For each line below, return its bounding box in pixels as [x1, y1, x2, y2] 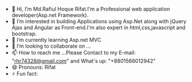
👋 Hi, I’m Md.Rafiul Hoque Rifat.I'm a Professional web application [11, 6, 170, 12]
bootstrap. [11, 30, 37, 37]
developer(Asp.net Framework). [11, 12, 89, 19]
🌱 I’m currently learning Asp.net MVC [11, 37, 101, 43]
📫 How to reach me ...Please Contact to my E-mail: [11, 49, 136, 56]
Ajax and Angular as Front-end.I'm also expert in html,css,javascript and [11, 24, 186, 31]
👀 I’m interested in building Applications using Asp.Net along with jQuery [11, 18, 187, 24]
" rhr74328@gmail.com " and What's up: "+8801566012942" [11, 58, 156, 64]
